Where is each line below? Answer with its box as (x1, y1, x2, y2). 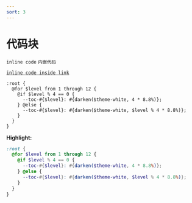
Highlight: (6, 134, 32, 141)
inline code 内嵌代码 (6, 59, 57, 65)
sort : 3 (6, 9, 26, 15)
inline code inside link (6, 70, 69, 76)
